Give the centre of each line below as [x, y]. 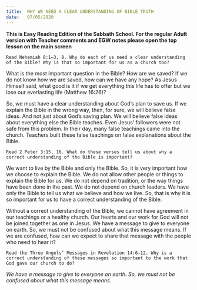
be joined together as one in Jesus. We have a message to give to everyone [98, 223]
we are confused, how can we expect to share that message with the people [98, 236]
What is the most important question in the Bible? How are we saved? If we [97, 73]
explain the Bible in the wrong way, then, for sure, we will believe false [91, 110]
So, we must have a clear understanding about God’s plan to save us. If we [96, 103]
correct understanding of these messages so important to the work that [97, 258]
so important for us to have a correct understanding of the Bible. [84, 199]
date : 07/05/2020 [30, 17]
